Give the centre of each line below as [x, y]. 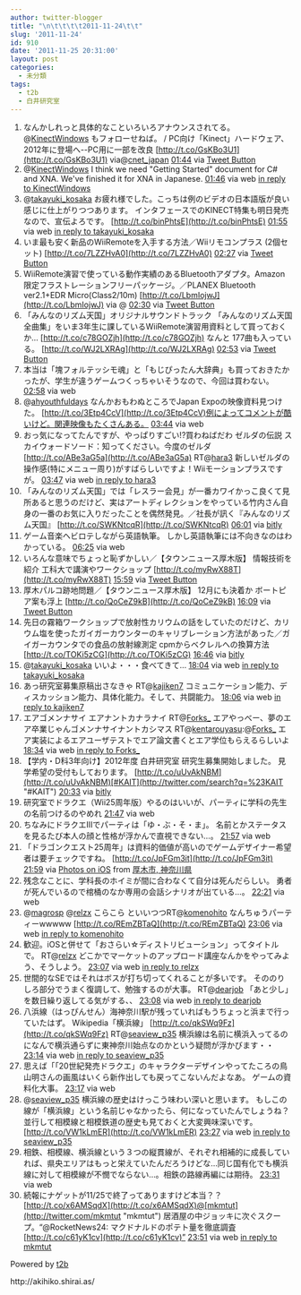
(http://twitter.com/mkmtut [72, 1216]
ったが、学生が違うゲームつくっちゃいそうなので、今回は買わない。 [148, 381]
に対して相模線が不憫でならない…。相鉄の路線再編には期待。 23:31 [155, 1175]
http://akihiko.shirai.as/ [52, 1282]
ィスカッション [51, 697]
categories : [32, 68]
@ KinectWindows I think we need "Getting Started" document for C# [150, 169]
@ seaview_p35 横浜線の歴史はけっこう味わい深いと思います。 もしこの [155, 1100]
